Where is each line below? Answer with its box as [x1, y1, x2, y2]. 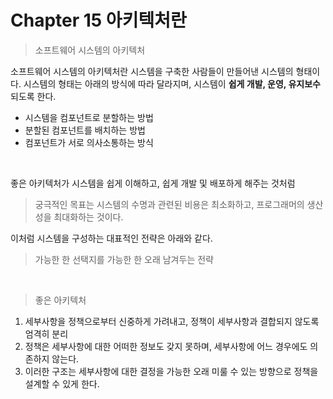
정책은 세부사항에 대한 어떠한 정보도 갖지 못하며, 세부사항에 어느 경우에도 [24, 340, 308, 352]
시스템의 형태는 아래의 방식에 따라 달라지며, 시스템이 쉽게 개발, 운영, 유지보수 [23, 77, 321, 90]
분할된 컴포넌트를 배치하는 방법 [24, 124, 146, 136]
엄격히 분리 [24, 327, 69, 340]
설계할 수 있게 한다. [24, 377, 100, 390]
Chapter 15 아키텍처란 [10, 9, 187, 32]
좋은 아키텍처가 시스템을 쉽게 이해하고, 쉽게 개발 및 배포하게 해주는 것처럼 [10, 177, 296, 189]
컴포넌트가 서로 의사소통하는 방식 [24, 136, 154, 148]
